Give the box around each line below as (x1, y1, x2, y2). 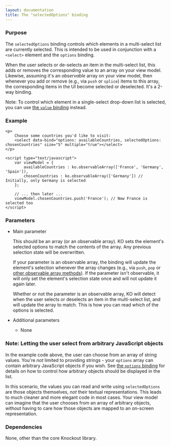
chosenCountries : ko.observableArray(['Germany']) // (24, 174, 143, 179)
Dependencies (5, 423, 42, 431)
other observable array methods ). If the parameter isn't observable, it (12, 270, 160, 276)
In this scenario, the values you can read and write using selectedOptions (5, 383, 160, 390)
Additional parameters (12, 317, 60, 323)
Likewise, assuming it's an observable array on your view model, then (5, 72, 153, 78)
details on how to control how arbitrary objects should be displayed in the (5, 368, 160, 374)
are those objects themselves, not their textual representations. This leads (5, 389, 162, 395)
